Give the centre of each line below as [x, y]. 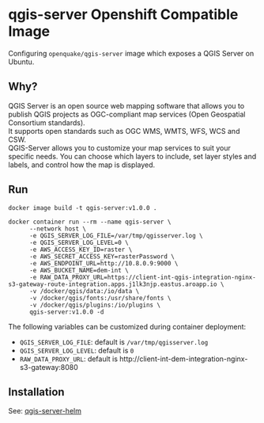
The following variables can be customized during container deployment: [127, 326]
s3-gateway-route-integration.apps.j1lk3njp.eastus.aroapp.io [113, 284]
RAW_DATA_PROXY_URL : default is [69, 359]
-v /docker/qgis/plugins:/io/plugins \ [94, 305]
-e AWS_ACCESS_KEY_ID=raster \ [81, 250]
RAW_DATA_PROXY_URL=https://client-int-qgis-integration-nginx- [148, 277]
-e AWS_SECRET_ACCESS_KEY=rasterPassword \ [102, 256]
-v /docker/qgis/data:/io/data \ [84, 291]
